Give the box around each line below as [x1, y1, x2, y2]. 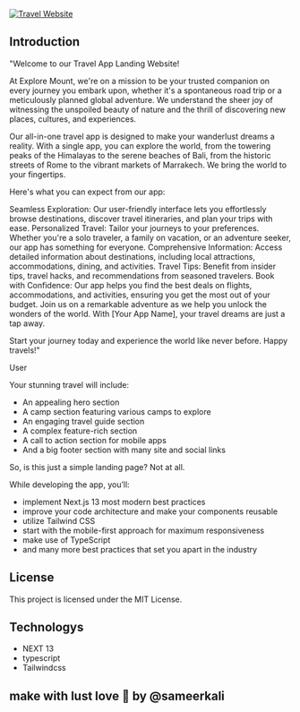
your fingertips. [9, 168, 66, 179]
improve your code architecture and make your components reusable [21, 506, 279, 517]
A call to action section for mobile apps [21, 434, 167, 445]
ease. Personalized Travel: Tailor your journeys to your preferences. [9, 222, 260, 233]
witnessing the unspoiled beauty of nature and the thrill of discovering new [9, 104, 287, 115]
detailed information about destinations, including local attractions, [9, 251, 255, 262]
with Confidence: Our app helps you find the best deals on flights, [9, 279, 253, 290]
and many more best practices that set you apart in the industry [21, 544, 258, 554]
